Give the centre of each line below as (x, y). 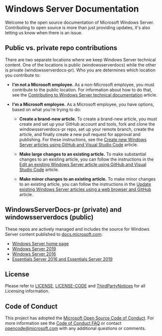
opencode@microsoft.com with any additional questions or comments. (75, 328)
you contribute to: (23, 75)
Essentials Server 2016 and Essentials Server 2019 (62, 259)
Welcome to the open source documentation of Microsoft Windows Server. (80, 22)
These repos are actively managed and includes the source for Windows (77, 229)
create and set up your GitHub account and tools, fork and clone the (87, 124)
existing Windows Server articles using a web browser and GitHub (85, 189)
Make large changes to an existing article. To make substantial (83, 154)
